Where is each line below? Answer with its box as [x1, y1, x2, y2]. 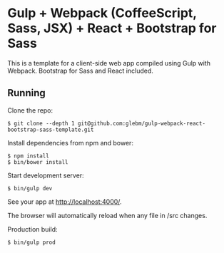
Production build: [7, 224, 58, 233]
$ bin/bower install [7, 158, 69, 165]
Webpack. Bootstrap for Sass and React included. [7, 66, 153, 75]
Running [7, 87, 46, 99]
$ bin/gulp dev [7, 185, 53, 192]
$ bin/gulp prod [7, 239, 56, 246]
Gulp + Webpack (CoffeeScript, [7, 5, 198, 21]
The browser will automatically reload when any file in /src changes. [7, 211, 208, 220]
